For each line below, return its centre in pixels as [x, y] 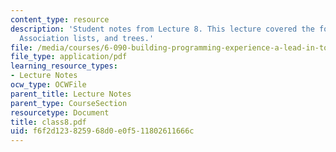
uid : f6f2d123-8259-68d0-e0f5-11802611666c [102, 131]
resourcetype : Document [60, 112]
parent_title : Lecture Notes [71, 94]
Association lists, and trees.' [87, 38]
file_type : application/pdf [69, 57]
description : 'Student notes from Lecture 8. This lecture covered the [162, 29]
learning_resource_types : [64, 66]
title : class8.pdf [48, 122]
